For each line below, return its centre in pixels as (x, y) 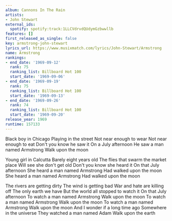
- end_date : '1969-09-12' (33, 62)
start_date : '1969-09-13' (38, 96)
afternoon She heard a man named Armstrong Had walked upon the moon (84, 170)
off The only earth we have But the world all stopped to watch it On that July (86, 191)
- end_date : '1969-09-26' (33, 100)
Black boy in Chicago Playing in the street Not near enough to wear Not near (86, 139)
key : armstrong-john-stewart (36, 43)
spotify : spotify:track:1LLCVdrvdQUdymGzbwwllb (62, 29)
